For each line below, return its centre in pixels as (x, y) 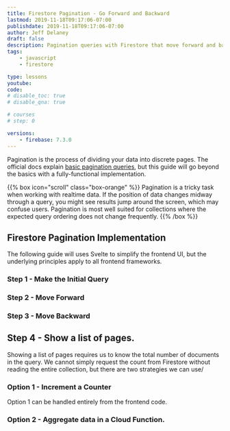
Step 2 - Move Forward (46, 297)
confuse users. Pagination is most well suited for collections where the (107, 209)
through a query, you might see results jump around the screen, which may (113, 201)
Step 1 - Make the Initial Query (58, 280)
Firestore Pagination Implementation (87, 237)
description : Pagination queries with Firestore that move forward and (111, 45)
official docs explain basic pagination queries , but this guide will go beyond (113, 167)
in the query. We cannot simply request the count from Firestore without (109, 362)
